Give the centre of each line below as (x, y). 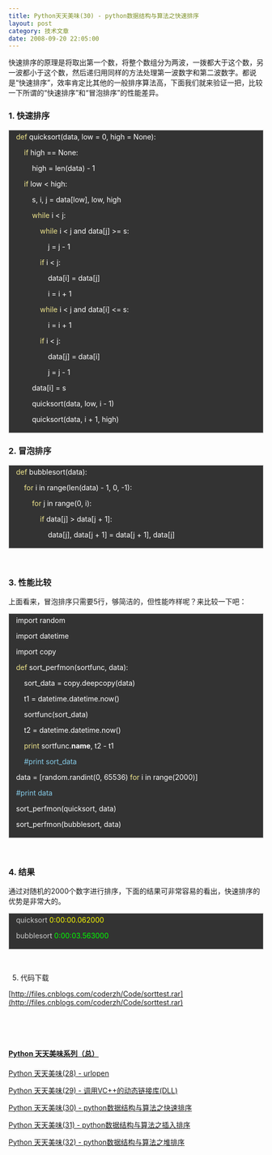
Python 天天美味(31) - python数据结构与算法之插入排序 (100, 1125)
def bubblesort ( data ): (51, 471)
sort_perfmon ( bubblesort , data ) (68, 825)
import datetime (42, 636)
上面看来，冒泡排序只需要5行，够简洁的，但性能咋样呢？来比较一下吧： (127, 602)
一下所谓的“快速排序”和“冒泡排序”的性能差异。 (86, 93)
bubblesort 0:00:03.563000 (62, 936)
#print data (34, 793)
